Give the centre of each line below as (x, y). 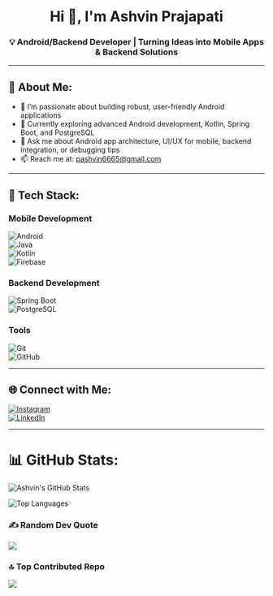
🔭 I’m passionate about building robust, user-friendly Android (122, 107)
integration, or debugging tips (70, 150)
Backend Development (54, 283)
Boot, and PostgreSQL (57, 132)
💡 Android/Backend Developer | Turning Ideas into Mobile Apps (136, 42)
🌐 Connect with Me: (60, 389)
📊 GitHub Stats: (64, 460)
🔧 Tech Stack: (44, 195)
